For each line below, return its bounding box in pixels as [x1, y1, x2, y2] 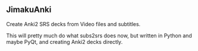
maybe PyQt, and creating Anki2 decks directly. [6, 38, 123, 45]
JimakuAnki [6, 5, 52, 15]
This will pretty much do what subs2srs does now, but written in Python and [6, 32, 192, 39]
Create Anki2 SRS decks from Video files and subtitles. [6, 20, 141, 27]
